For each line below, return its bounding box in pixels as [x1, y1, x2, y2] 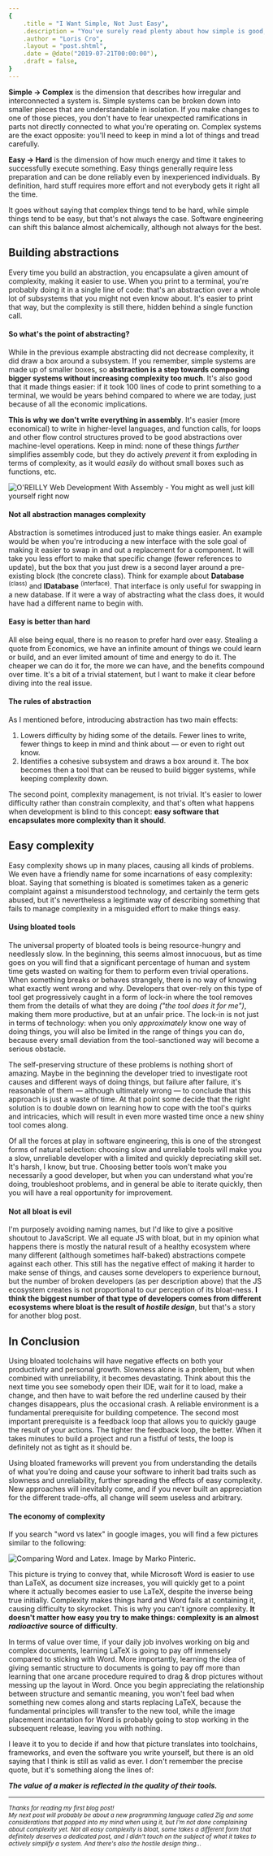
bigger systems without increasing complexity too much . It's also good [8, 373, 253, 383]
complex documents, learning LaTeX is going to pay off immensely [8, 1645, 232, 1655]
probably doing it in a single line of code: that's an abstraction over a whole [8, 285, 261, 294]
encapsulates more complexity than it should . [8, 815, 167, 825]
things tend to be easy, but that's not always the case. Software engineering [8, 213, 264, 224]
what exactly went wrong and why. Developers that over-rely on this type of [8, 984, 262, 993]
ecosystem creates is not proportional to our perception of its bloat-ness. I [8, 1285, 258, 1295]
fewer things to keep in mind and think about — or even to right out [19, 739, 245, 749]
